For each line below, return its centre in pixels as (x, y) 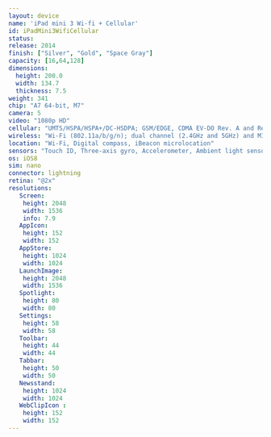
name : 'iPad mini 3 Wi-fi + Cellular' (73, 23)
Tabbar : (32, 361)
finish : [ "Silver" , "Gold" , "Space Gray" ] (81, 53)
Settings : (35, 315)
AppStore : (35, 248)
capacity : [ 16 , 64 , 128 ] (46, 61)
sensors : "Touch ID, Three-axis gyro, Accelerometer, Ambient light (126, 151)
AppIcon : (33, 226)
